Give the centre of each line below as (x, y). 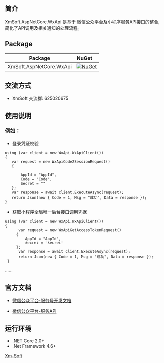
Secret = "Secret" (44, 243)
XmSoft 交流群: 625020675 (40, 98)
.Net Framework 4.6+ (34, 346)
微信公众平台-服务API (34, 311)
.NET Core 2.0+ (28, 341)
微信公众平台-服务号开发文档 (42, 301)
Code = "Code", (36, 179)
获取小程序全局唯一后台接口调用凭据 (50, 212)
